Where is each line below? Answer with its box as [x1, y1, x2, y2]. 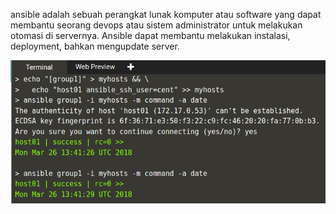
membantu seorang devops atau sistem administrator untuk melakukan [10, 19, 303, 31]
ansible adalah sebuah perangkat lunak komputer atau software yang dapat [10, 9, 322, 20]
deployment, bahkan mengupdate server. [10, 40, 180, 52]
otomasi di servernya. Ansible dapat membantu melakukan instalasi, [10, 30, 291, 41]
